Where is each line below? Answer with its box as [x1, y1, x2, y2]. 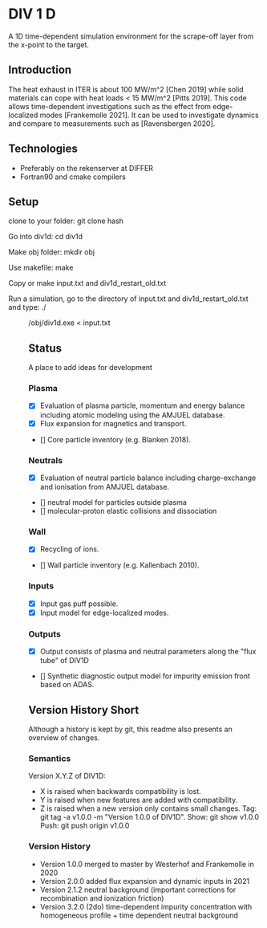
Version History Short [28, 703, 140, 717]
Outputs [28, 628, 62, 639]
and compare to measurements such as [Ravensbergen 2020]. [8, 118, 216, 128]
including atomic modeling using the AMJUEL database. [39, 410, 226, 420]
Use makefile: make [8, 263, 74, 273]
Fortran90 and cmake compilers [19, 172, 126, 181]
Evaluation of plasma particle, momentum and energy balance [39, 401, 245, 410]
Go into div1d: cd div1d [8, 232, 83, 242]
